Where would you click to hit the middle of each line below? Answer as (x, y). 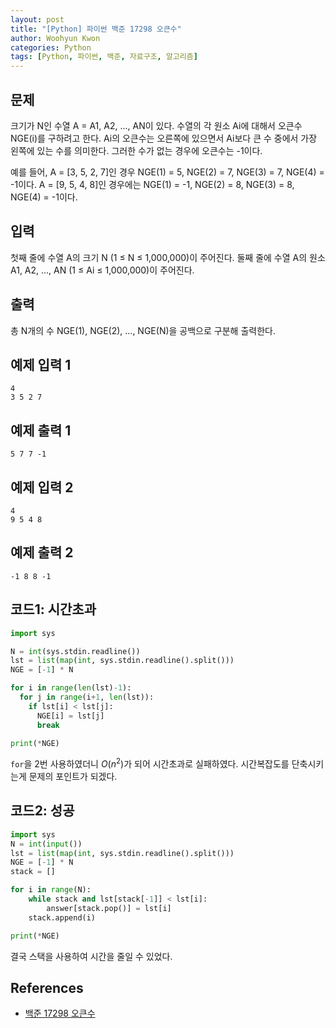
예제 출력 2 (42, 552)
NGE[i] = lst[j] (70, 716)
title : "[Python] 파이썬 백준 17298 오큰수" (96, 29)
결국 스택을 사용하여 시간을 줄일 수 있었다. (91, 956)
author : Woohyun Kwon (55, 38)
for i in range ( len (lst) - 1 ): (71, 688)
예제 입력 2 (42, 487)
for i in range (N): (51, 890)
